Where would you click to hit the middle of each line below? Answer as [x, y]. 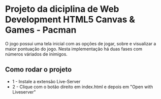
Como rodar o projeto [38, 70]
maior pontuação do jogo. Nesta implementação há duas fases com [74, 49]
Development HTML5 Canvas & [70, 19]
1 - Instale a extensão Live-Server [46, 81]
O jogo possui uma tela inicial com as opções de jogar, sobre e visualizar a [81, 43]
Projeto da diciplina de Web [62, 9]
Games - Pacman [41, 30]
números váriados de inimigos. [36, 54]
